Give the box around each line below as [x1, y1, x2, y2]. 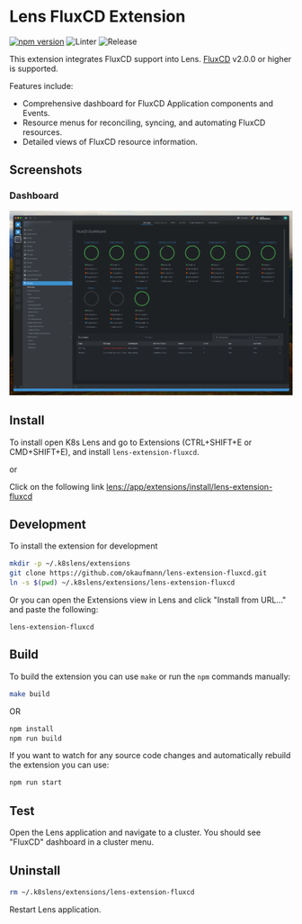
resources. [22, 126, 63, 137]
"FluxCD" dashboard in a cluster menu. [9, 837, 155, 847]
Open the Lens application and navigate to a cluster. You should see [9, 827, 262, 838]
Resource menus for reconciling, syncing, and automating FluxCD [22, 117, 266, 128]
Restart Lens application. [9, 903, 102, 915]
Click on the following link [9, 481, 105, 492]
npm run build [9, 734, 63, 743]
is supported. [9, 63, 58, 74]
